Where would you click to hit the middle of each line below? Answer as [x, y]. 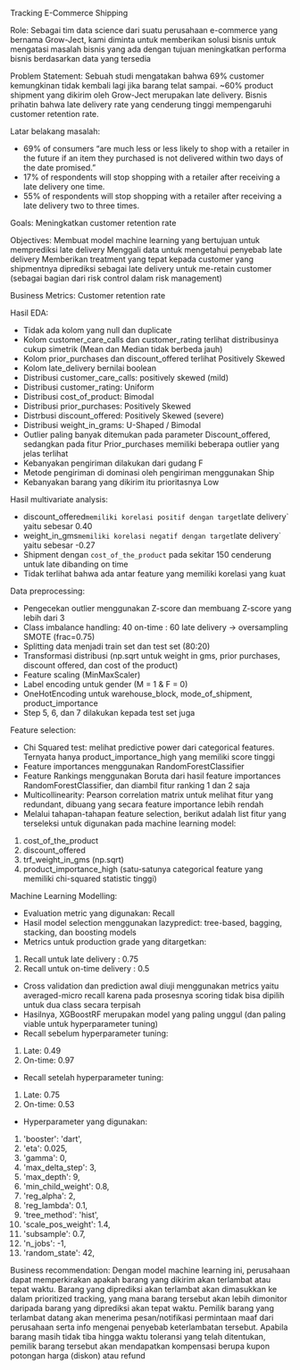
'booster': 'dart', [53, 1139]
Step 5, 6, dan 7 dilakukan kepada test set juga [109, 713]
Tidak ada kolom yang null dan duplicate [97, 330]
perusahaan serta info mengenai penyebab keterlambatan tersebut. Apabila [149, 1327]
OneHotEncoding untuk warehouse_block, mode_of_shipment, [137, 693]
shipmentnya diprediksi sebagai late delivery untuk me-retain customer [141, 269]
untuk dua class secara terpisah [82, 1005]
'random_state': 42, [59, 1253]
